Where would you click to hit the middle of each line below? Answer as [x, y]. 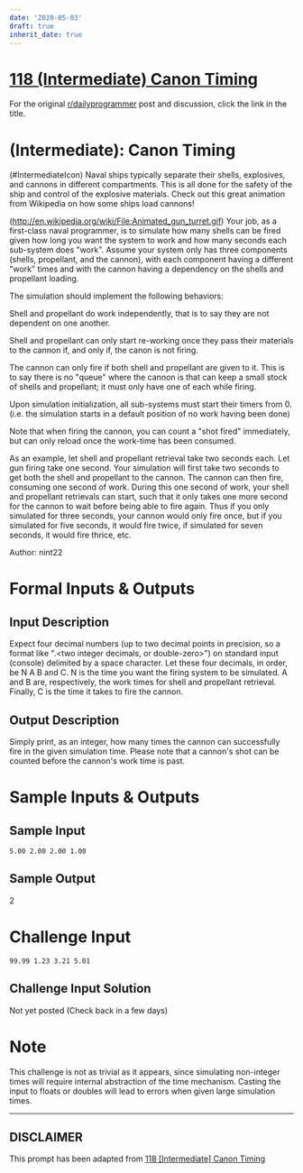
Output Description [64, 720]
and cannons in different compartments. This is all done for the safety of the [151, 185]
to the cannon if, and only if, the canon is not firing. [104, 350]
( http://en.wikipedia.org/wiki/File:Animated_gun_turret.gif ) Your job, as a [143, 221]
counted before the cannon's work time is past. [97, 761]
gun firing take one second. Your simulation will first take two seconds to [144, 468]
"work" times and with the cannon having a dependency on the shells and [147, 269]
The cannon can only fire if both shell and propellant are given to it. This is [147, 368]
